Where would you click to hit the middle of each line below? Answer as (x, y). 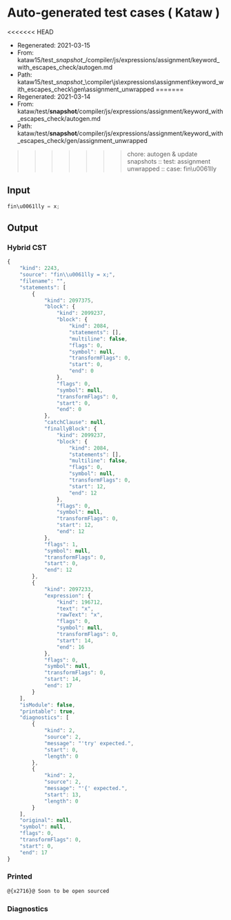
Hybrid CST (27, 247)
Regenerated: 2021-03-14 (54, 96)
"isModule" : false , (48, 705)
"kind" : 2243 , (40, 268)
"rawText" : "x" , (80, 615)
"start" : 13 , (62, 795)
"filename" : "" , (43, 281)
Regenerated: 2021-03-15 (54, 45)
